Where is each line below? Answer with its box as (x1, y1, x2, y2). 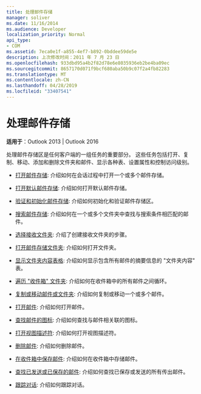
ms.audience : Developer (6, 26, 67, 32)
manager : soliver (6, 15, 50, 21)
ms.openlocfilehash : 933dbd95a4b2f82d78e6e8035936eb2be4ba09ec (6, 60, 170, 66)
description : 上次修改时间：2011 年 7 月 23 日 (6, 54, 120, 60)
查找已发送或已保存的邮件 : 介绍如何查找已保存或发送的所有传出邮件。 (15, 368, 189, 375)
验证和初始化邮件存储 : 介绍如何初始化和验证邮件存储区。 (15, 197, 157, 204)
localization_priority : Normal (6, 32, 86, 38)
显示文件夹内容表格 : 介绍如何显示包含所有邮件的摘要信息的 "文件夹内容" (15, 257, 196, 264)
